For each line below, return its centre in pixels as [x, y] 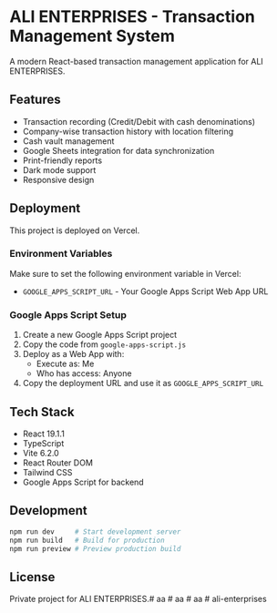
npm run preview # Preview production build [95, 548]
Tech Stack [42, 412]
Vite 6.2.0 [41, 453]
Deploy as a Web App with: [73, 354]
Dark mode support [59, 169]
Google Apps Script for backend [83, 482]
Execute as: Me [65, 364]
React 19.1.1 [44, 434]
